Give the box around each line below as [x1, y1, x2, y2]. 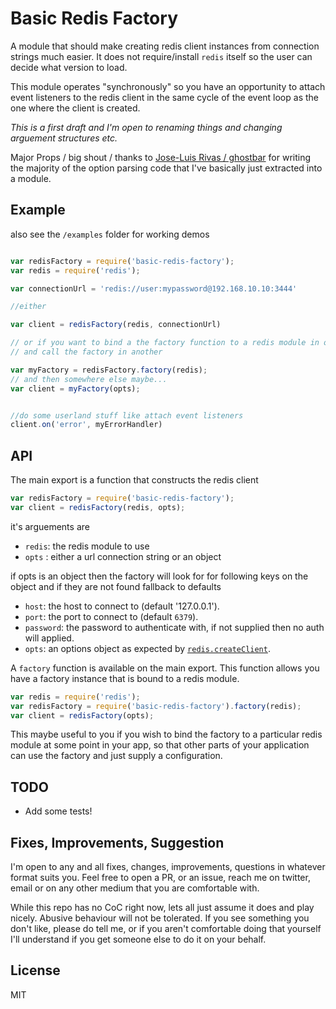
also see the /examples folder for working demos [10, 228, 210, 240]
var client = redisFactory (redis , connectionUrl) [10, 320, 222, 330]
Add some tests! [24, 805, 93, 817]
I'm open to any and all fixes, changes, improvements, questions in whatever [10, 861, 326, 873]
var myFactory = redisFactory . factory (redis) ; [10, 365, 208, 375]
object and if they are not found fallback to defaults [10, 580, 222, 592]
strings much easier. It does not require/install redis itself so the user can [10, 50, 313, 62]
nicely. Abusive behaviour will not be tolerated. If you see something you [10, 912, 310, 924]
